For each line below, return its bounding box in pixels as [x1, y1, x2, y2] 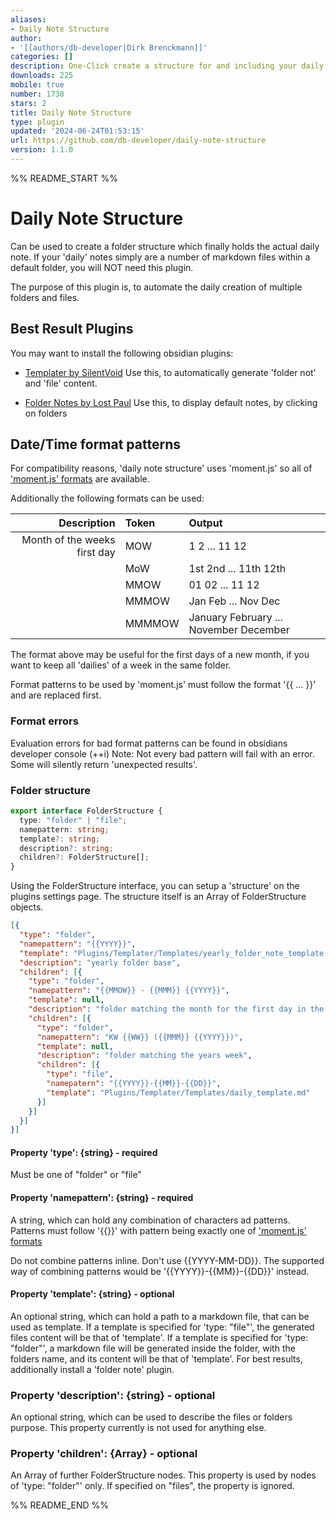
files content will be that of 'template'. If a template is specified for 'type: [10, 1331, 309, 1343]
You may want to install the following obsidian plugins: [10, 347, 234, 359]
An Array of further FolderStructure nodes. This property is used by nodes [10, 1469, 317, 1481]
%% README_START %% [10, 172, 118, 184]
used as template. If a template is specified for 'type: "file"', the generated [10, 1321, 315, 1333]
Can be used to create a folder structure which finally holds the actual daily [10, 240, 320, 252]
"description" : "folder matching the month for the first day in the [28, 1004, 325, 1015]
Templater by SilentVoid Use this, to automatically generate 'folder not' [24, 366, 317, 378]
